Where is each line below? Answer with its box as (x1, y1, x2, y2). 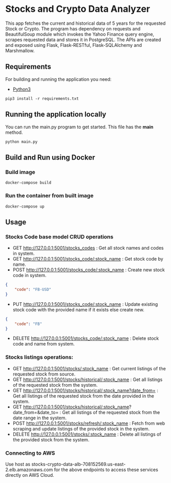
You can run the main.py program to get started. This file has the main (5, 124, 154, 130)
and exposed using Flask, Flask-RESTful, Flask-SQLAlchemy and (5, 42, 142, 48)
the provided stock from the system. (12, 436, 90, 443)
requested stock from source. (12, 371, 76, 377)
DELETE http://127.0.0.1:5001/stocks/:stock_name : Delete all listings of (12, 431, 161, 437)
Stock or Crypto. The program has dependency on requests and (5, 25, 141, 31)
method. (5, 129, 23, 135)
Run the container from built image (5, 192, 94, 199)
